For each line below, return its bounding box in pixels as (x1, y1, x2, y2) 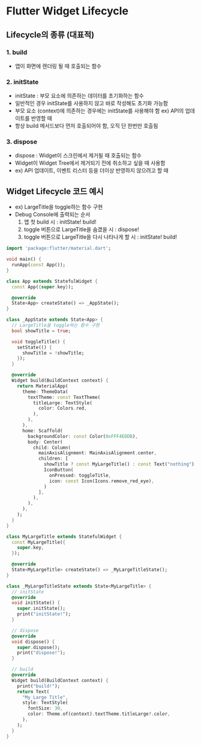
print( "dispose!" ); (17, 650, 66, 656)
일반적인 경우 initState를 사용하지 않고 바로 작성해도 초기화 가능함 (14, 100, 169, 107)
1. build (6, 48, 28, 56)
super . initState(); (17, 606, 66, 612)
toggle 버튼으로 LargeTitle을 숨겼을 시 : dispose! (23, 226, 139, 233)
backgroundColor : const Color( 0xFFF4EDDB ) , (28, 433, 138, 439)
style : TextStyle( (22, 700, 68, 706)
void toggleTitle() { (11, 338, 66, 345)
